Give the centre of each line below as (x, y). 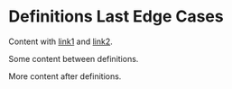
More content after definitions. (65, 76)
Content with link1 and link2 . (61, 41)
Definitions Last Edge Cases (116, 17)
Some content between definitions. (74, 58)
